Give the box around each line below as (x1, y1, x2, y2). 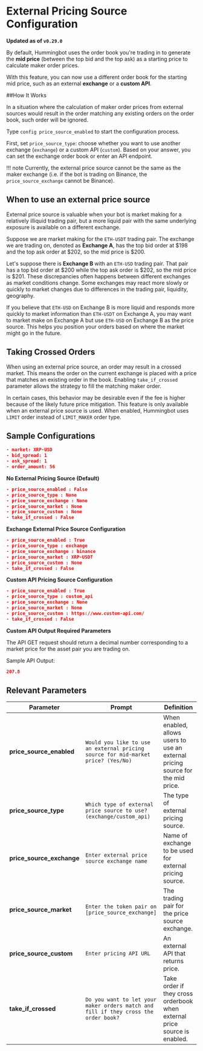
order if (163, 982, 184, 990)
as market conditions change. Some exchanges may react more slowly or (6, 279, 189, 286)
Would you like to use (85, 739, 151, 746)
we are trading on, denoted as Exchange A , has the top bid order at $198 (6, 241, 188, 249)
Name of (163, 831, 188, 840)
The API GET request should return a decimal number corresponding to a (6, 638, 188, 646)
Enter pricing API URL (85, 950, 151, 957)
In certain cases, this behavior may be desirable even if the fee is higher (6, 394, 185, 401)
